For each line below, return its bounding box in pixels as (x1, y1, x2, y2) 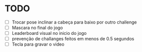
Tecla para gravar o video (11, 41, 65, 47)
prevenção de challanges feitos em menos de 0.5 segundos (11, 36, 135, 42)
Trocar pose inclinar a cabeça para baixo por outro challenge (11, 19, 137, 25)
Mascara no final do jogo (11, 25, 63, 30)
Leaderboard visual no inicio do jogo (11, 30, 87, 36)
